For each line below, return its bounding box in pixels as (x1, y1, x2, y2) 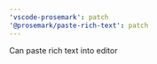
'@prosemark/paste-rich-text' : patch (9, 21, 149, 30)
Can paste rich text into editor (9, 45, 118, 55)
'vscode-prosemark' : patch (9, 12, 109, 22)
